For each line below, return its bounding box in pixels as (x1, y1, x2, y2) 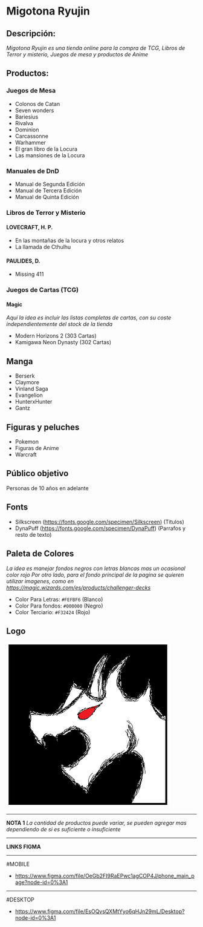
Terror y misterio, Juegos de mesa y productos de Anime (6, 51, 149, 58)
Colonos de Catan (14, 100, 60, 107)
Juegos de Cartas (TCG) (6, 286, 79, 294)
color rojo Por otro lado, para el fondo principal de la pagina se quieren (6, 571, 184, 578)
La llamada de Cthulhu (14, 243, 71, 251)
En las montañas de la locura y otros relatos (14, 237, 124, 244)
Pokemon (14, 438, 39, 445)
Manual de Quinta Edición (14, 193, 80, 200)
